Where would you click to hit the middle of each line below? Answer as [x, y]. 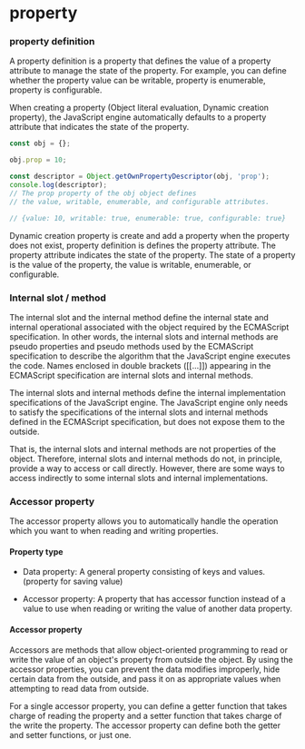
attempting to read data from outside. [79, 688]
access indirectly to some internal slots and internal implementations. [139, 478]
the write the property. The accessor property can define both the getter [145, 725]
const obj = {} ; [40, 143]
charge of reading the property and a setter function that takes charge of [146, 715]
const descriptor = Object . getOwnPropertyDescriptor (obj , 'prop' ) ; [140, 177]
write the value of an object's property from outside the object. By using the [151, 659]
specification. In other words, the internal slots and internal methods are [144, 336]
